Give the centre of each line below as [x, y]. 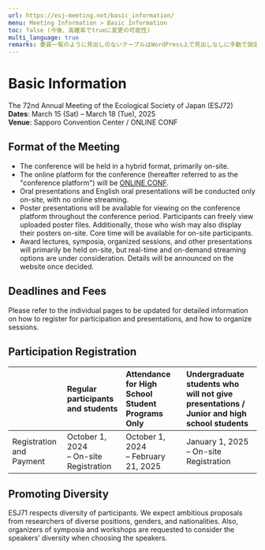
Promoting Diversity [58, 494]
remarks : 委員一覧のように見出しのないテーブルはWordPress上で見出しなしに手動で [128, 45]
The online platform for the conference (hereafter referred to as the [129, 174]
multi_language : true [44, 37]
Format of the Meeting [64, 147]
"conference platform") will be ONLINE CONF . [94, 183]
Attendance [148, 373]
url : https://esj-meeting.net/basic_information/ [91, 15]
